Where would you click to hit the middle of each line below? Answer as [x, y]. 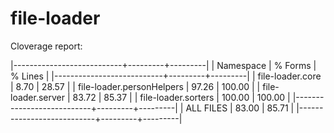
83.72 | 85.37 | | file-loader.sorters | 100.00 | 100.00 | [181, 97]
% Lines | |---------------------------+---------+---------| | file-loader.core [166, 76]
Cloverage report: [46, 46]
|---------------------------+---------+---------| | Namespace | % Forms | [163, 65]
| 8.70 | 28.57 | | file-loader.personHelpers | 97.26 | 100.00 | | [135, 86]
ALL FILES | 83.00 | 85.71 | [240, 108]
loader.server [38, 97]
